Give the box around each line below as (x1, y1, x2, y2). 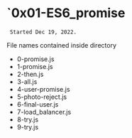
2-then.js (16, 70, 44, 78)
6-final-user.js (16, 100, 59, 108)
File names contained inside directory (6, 41, 117, 49)
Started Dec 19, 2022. (9, 28, 77, 36)
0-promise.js (16, 55, 55, 63)
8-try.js (16, 115, 39, 124)
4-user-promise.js (16, 85, 70, 93)
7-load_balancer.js (16, 107, 72, 116)
